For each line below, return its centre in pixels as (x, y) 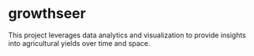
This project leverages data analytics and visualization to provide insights (127, 35)
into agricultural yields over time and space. (79, 43)
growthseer (47, 14)
